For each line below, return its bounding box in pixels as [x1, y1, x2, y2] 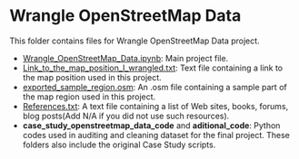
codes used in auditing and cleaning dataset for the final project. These [22, 129, 291, 140]
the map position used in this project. [22, 71, 162, 82]
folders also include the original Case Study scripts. [22, 139, 216, 150]
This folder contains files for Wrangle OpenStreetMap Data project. [9, 35, 261, 46]
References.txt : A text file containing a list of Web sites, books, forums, [22, 100, 289, 111]
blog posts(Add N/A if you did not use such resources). [22, 110, 230, 121]
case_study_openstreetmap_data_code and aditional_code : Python [22, 119, 281, 131]
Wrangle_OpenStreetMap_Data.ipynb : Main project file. [22, 52, 229, 63]
